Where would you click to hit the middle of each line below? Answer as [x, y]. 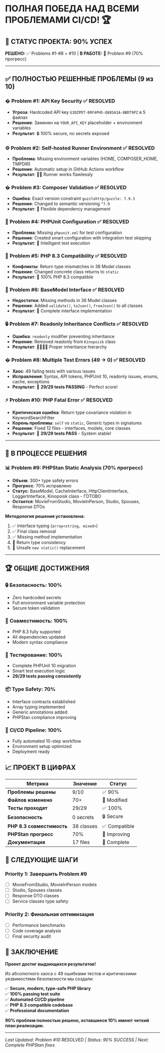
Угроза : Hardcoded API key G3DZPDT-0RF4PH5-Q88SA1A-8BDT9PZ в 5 [79, 112]
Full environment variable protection [49, 603]
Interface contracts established [44, 702]
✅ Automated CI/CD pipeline [35, 999]
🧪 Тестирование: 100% [34, 655]
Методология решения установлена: [45, 516]
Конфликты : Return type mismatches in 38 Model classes [71, 266]
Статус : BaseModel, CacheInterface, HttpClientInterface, [70, 491]
